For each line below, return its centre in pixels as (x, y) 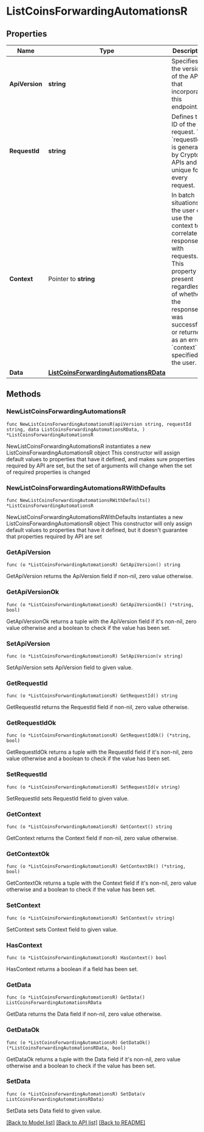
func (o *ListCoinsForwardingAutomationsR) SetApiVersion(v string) (95, 656)
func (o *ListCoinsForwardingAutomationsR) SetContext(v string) (90, 918)
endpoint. (185, 107)
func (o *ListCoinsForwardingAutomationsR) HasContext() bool (87, 958)
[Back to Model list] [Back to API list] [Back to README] (76, 1122)
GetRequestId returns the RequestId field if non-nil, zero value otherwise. (98, 707)
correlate (184, 233)
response (185, 309)
